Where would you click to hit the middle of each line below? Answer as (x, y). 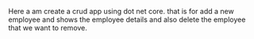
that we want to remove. (48, 28)
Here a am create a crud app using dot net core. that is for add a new (121, 11)
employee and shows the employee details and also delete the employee (127, 19)
